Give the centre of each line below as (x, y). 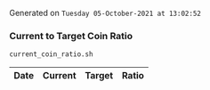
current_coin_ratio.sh (51, 54)
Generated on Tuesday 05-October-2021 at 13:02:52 (105, 13)
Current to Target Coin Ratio (71, 36)
